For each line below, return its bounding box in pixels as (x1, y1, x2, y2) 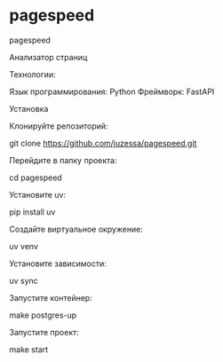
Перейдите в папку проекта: (9, 154, 117, 165)
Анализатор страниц (9, 51, 88, 62)
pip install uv (9, 206, 56, 217)
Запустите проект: (9, 327, 80, 337)
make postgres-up (9, 310, 77, 320)
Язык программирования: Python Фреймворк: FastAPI (9, 86, 215, 97)
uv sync (9, 275, 38, 286)
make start (9, 343, 49, 355)
